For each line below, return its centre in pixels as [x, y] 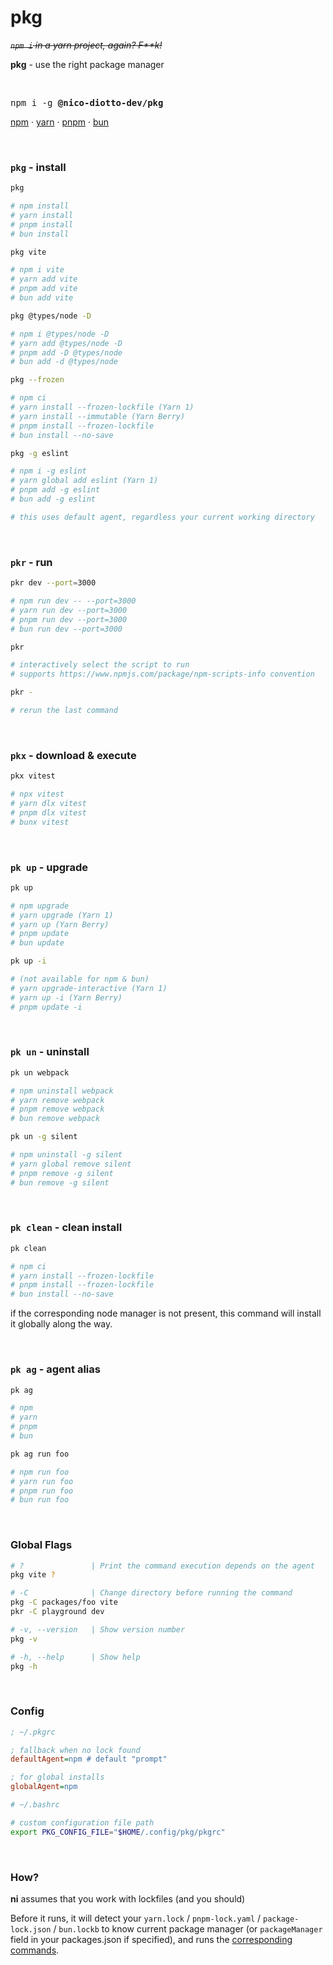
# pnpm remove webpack [57, 1109]
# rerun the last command [64, 711]
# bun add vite [42, 298]
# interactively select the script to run [100, 665]
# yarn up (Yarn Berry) [60, 924]
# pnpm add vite [44, 289]
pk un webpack [40, 1072]
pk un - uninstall [50, 1052]
